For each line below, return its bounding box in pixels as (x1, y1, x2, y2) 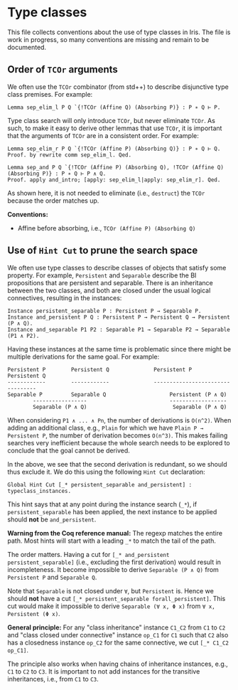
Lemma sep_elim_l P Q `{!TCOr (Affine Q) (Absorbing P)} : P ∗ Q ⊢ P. (7, 104, 221, 111)
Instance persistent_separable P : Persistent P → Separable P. (7, 307, 202, 314)
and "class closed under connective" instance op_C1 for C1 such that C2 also (7, 630, 229, 639)
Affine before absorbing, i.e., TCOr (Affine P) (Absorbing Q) (17, 223, 196, 232)
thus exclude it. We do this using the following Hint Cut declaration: (7, 467, 206, 476)
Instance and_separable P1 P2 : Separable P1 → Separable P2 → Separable (7, 326, 231, 333)
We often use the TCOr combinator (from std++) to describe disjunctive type (7, 83, 229, 91)
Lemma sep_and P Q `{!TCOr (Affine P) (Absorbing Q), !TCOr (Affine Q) (7, 164, 224, 171)
